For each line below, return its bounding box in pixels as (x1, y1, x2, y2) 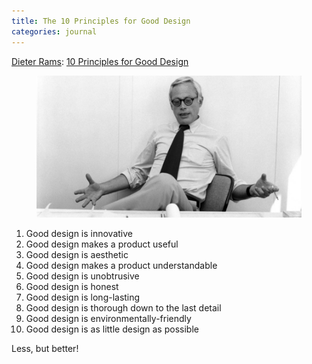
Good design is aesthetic (25, 248, 129, 260)
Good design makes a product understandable (25, 259, 218, 271)
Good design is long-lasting (25, 291, 141, 303)
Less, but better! (11, 342, 79, 354)
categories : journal (11, 26, 98, 37)
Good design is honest (25, 280, 119, 292)
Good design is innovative (25, 227, 134, 239)
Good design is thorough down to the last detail (25, 301, 222, 314)
